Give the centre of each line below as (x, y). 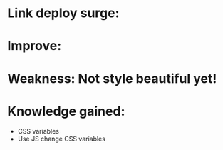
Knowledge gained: (66, 111)
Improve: (35, 46)
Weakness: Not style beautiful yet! (112, 78)
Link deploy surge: (63, 13)
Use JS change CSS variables (61, 139)
